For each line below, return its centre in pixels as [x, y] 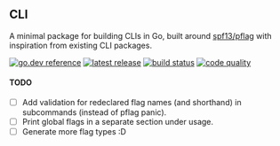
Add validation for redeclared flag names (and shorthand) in [132, 103]
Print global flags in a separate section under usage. [118, 122]
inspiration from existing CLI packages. [81, 45]
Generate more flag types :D [74, 132]
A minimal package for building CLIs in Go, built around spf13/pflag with [141, 35]
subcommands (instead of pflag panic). [94, 112]
